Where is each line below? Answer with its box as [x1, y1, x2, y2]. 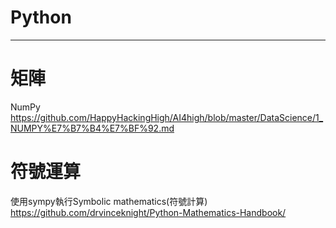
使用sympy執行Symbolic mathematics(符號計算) [10, 195, 208, 207]
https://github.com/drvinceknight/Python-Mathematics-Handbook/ [10, 206, 287, 218]
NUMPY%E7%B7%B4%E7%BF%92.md [10, 122, 175, 134]
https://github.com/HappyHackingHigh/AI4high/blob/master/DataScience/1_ [10, 111, 324, 123]
